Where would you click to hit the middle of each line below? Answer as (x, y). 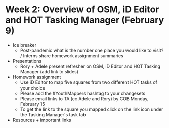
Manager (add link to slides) (49, 71)
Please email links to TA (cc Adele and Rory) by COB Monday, (84, 98)
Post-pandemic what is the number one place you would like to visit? (92, 50)
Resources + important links (42, 120)
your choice (33, 88)
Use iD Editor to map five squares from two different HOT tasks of (89, 82)
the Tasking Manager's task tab (53, 114)
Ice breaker (25, 45)
